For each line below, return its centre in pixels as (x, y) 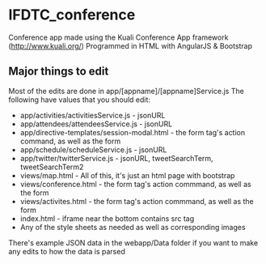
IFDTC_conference (72, 15)
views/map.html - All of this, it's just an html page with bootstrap (127, 175)
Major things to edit (59, 72)
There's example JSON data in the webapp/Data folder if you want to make (133, 243)
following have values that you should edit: (80, 100)
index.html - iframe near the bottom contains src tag (107, 218)
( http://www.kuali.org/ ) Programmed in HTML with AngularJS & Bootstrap (131, 45)
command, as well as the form (70, 141)
